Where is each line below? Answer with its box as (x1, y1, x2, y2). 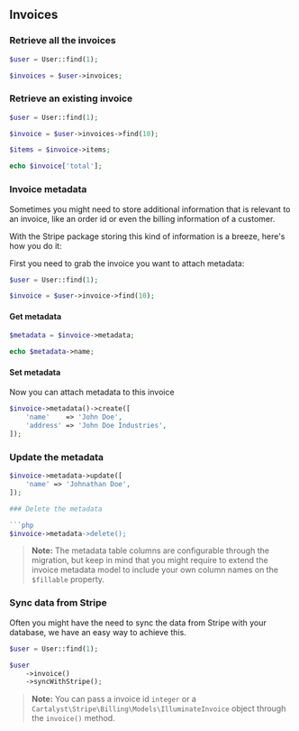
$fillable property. (31, 574, 105, 585)
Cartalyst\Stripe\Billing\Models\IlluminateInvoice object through (31, 703, 286, 714)
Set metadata (9, 366, 61, 377)
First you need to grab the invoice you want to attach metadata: (9, 257, 245, 269)
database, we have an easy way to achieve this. (9, 626, 186, 637)
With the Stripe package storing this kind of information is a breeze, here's (9, 230, 285, 242)
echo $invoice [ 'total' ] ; (9, 162, 103, 171)
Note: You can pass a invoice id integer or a (31, 694, 196, 705)
